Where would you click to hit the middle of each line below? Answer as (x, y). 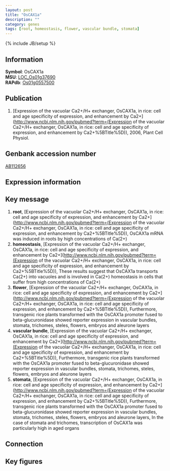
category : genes (22, 24)
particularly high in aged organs (46, 428)
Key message (27, 199)
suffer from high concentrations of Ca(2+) (56, 282)
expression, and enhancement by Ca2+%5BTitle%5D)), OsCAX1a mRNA (88, 233)
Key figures (24, 461)
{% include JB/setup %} (30, 43)
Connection (24, 444)
